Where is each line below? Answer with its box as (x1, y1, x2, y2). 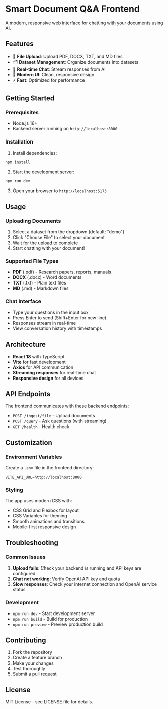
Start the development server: (12, 169, 75, 175)
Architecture (5, 340, 46, 349)
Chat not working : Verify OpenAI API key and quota (12, 576, 120, 582)
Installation (5, 138, 34, 146)
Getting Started (5, 94, 55, 103)
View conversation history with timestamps (12, 325, 102, 332)
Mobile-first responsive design (12, 524, 76, 530)
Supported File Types (5, 258, 59, 265)
